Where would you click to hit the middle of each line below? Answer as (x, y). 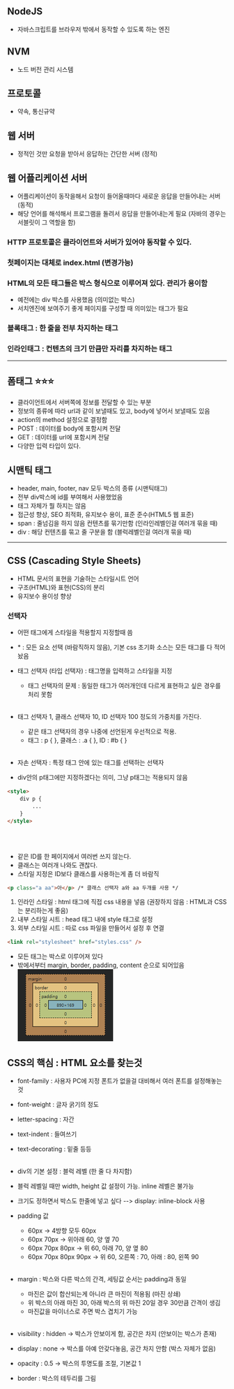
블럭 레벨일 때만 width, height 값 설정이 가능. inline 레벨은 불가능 (106, 1186)
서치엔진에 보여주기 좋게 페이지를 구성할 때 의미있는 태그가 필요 (103, 308)
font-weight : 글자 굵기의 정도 (58, 1105)
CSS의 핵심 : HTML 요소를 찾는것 (75, 1062)
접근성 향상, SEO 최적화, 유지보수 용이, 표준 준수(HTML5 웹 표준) (106, 515)
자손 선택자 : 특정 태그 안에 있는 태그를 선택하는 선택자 (91, 763)
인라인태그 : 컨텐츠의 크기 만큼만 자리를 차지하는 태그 (90, 349)
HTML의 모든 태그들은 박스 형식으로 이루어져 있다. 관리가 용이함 (107, 283)
